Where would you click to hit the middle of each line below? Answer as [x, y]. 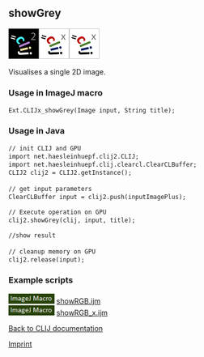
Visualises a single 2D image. [57, 71]
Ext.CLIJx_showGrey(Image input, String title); [92, 111]
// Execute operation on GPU [57, 212]
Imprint [20, 344]
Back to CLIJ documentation [56, 328]
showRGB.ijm [79, 301]
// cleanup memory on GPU [52, 252]
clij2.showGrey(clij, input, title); [72, 221]
